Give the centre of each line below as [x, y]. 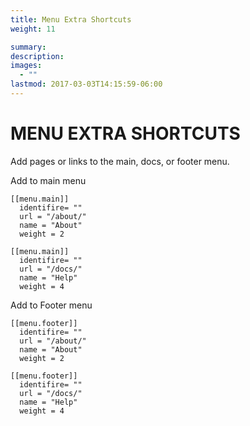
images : [26, 66]
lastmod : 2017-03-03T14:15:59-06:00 [86, 84]
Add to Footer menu [51, 305]
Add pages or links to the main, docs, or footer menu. [120, 161]
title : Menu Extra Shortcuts [71, 19]
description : [37, 56]
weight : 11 [33, 29]
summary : [28, 47]
